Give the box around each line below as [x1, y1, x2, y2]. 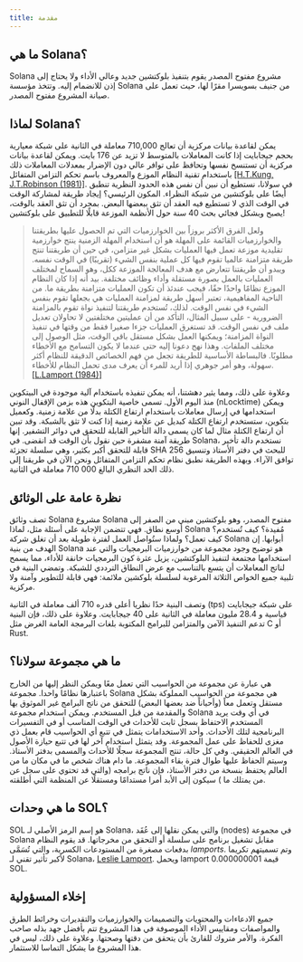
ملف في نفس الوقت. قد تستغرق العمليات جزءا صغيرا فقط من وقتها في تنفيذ [31, 321, 289, 332]
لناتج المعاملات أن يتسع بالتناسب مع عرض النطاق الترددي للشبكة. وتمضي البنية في [9, 562, 285, 573]
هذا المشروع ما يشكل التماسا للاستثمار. [9, 942, 142, 953]
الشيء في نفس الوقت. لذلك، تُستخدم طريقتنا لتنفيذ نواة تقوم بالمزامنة [31, 302, 269, 313]
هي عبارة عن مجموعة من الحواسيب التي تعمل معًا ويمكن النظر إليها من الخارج [9, 678, 272, 689]
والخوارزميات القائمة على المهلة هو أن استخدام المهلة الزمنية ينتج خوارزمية [31, 234, 282, 245]
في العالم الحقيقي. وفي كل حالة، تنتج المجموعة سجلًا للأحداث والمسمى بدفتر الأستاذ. [9, 745, 294, 756]
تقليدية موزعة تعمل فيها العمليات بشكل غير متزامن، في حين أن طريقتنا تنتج [31, 244, 283, 255]
